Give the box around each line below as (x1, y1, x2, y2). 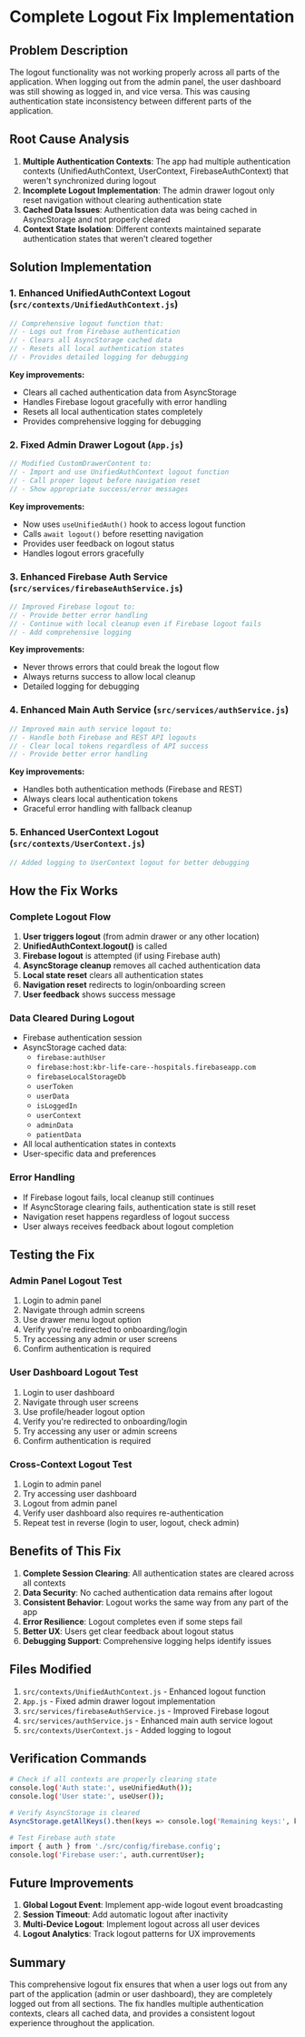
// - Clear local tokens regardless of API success (9, 741, 209, 751)
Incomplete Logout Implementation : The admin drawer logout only (22, 185, 275, 196)
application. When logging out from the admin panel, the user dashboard (9, 76, 281, 87)
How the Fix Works (9, 882, 119, 898)
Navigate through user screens (22, 1397, 139, 1407)
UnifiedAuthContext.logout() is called (22, 941, 168, 952)
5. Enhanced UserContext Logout (9, 826, 159, 839)
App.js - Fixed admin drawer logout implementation (22, 1695, 216, 1707)
